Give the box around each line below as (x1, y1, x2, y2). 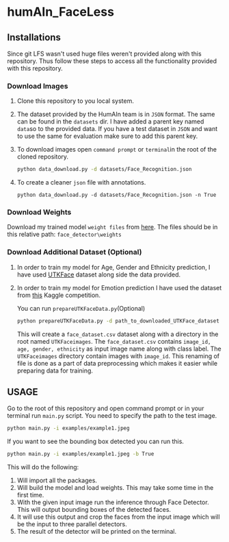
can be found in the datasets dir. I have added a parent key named (16, 117, 204, 126)
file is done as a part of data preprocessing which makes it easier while (16, 359, 217, 367)
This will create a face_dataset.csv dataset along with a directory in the (16, 330, 219, 338)
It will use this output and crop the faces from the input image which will (16, 512, 220, 521)
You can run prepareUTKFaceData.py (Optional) (16, 304, 146, 312)
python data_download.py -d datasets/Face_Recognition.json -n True (16, 191, 217, 199)
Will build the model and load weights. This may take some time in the (16, 484, 214, 492)
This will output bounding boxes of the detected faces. (16, 506, 172, 514)
